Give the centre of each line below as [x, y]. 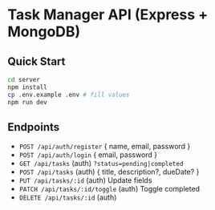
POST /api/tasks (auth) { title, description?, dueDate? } [109, 172]
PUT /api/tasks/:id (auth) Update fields [85, 180]
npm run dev [27, 102]
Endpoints [34, 127]
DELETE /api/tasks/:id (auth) [68, 197]
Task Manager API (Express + [108, 15]
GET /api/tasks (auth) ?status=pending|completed [101, 164]
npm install [27, 87]
